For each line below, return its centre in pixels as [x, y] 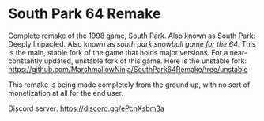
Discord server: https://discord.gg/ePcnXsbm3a [86, 108]
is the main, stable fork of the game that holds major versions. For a [118, 52]
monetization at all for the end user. [66, 93]
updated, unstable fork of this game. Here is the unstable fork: [145, 61]
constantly [25, 61]
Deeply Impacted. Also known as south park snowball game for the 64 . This [132, 43]
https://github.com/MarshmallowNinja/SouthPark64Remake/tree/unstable [128, 69]
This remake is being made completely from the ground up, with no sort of [129, 85]
